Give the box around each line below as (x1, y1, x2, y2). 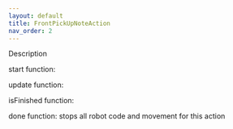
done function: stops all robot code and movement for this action (8, 111, 226, 121)
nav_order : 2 (8, 27, 53, 35)
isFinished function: (8, 96, 75, 106)
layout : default (8, 11, 63, 20)
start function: (8, 64, 56, 74)
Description (8, 49, 47, 59)
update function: (8, 80, 64, 89)
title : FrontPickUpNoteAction (8, 19, 111, 27)
